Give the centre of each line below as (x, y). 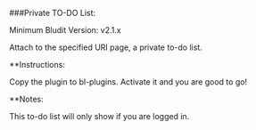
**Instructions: (37, 65)
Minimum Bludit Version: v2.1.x (66, 30)
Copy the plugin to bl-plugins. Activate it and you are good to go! (128, 82)
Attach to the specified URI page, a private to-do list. (106, 47)
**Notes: (27, 99)
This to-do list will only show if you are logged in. (99, 116)
